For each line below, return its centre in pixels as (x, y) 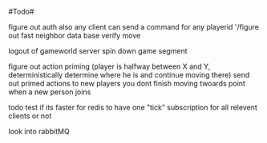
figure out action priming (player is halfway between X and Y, (109, 66)
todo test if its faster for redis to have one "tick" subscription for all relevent (133, 107)
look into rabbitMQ (39, 131)
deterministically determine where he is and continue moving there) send (129, 75)
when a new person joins (50, 92)
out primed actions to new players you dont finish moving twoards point (127, 83)
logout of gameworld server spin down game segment (98, 51)
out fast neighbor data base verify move (75, 36)
